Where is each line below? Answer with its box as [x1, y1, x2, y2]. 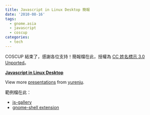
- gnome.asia [9, 21, 37, 26]
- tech [9, 39, 23, 44]
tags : [5, 16, 16, 21]
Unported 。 [5, 60, 29, 66]
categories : [5, 35, 30, 40]
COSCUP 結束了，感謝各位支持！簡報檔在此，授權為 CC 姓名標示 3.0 [5, 53, 145, 59]
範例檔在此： [5, 89, 31, 95]
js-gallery [12, 99, 32, 105]
